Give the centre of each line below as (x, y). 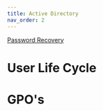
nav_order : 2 (26, 20)
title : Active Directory (43, 14)
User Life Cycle (52, 68)
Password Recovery (36, 40)
